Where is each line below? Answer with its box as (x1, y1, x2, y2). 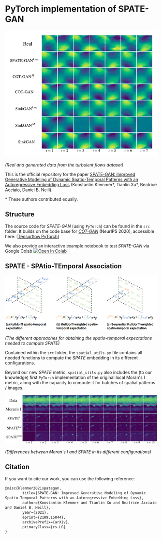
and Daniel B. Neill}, (5, 505, 51, 510)
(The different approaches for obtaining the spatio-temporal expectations (5, 335, 152, 341)
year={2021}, (22, 510, 49, 515)
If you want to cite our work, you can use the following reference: (5, 475, 135, 481)
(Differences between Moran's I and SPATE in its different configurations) (5, 449, 151, 455)
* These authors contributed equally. (5, 196, 78, 202)
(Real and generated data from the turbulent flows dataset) (5, 162, 124, 168)
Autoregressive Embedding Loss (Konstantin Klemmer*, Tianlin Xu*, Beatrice (5, 181, 157, 187)
